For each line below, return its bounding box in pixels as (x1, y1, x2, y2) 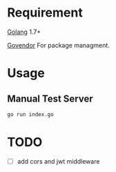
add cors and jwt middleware (17, 157, 100, 165)
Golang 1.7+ (7, 28, 41, 36)
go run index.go (7, 111, 54, 118)
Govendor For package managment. (7, 41, 110, 49)
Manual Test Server (7, 93, 93, 104)
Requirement (7, 5, 83, 21)
